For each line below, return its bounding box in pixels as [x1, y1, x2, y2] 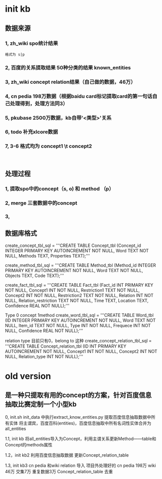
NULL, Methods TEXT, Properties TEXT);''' [5, 253, 90, 258]
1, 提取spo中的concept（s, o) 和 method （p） [5, 185, 114, 192]
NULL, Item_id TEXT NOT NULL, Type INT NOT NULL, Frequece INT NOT [5, 322, 151, 328]
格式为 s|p [5, 52, 25, 57]
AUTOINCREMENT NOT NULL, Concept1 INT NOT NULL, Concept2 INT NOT [5, 348, 158, 354]
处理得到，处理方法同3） [10, 100, 68, 107]
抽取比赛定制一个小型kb [5, 400, 77, 408]
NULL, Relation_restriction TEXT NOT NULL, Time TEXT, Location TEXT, [5, 297, 149, 303]
